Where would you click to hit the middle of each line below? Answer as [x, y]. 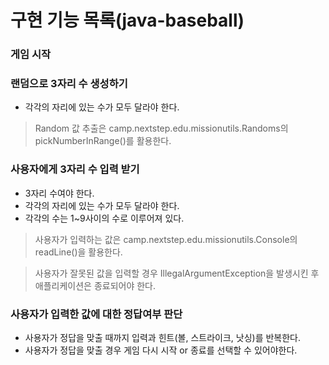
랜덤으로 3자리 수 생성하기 [69, 84]
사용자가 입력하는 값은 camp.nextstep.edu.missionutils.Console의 [166, 239]
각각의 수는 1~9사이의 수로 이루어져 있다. [104, 218]
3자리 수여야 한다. [59, 193]
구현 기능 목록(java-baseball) [127, 20]
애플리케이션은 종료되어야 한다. [95, 285]
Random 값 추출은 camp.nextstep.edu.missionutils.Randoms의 [161, 128]
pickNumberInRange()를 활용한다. [103, 141]
